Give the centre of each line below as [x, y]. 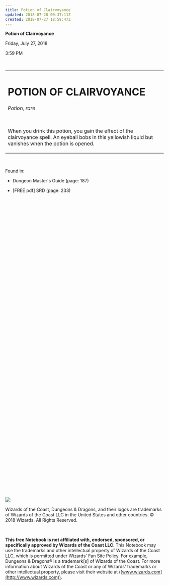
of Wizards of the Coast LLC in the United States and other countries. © [80, 515]
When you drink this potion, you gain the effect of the [70, 131]
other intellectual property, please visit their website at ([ [64, 572]
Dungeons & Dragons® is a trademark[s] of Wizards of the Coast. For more [83, 561]
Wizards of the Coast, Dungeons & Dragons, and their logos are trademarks [83, 509]
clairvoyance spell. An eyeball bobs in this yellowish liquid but [80, 137]
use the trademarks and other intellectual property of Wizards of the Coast [82, 550]
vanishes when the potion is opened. [51, 143]
